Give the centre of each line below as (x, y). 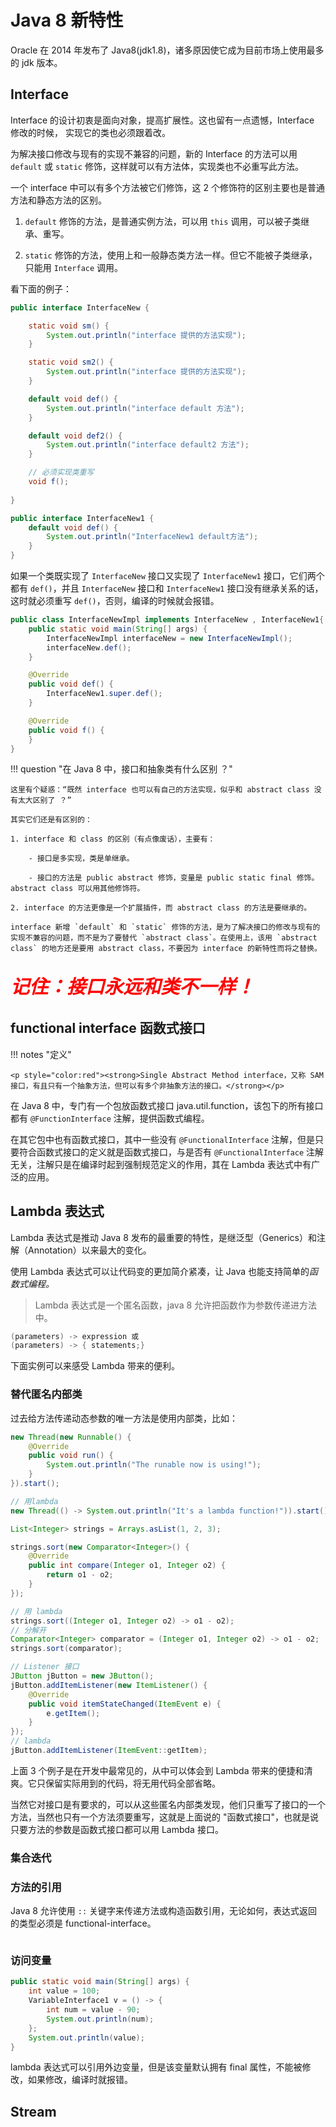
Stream (33, 2111)
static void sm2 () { (71, 362)
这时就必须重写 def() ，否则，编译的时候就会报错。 (115, 600)
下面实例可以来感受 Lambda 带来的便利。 (95, 1366)
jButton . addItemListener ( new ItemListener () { (109, 1685)
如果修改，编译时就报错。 (80, 2080)
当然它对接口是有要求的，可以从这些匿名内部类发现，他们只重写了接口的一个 (168, 1804)
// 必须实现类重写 (61, 472)
